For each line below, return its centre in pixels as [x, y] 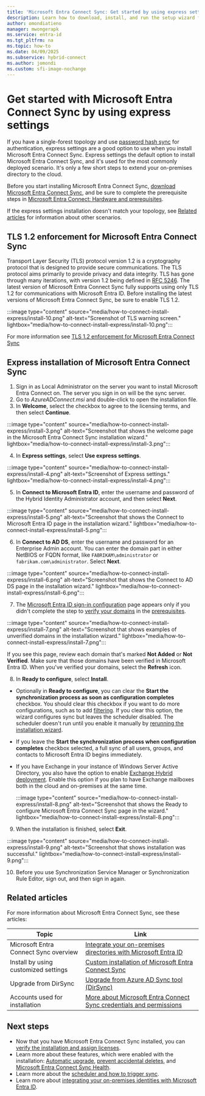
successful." [23, 853]
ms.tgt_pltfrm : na [30, 40]
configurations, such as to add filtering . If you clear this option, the [99, 710]
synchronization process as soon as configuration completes [95, 697]
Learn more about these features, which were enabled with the [95, 1054]
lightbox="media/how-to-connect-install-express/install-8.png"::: [98, 817]
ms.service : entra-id [34, 35]
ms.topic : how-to [29, 46]
